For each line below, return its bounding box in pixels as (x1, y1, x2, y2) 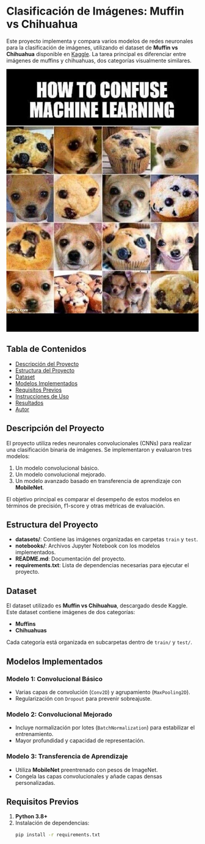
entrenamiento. (15, 731, 54, 738)
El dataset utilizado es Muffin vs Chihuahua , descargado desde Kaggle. (6, 602, 188, 609)
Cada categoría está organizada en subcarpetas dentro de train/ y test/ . (6, 638, 192, 646)
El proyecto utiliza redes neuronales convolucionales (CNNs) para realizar (6, 439, 192, 446)
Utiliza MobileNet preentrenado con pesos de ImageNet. (15, 766, 159, 773)
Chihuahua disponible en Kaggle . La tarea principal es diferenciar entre (6, 50, 187, 57)
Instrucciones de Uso (15, 392, 69, 400)
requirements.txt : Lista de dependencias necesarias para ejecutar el (15, 562, 189, 569)
